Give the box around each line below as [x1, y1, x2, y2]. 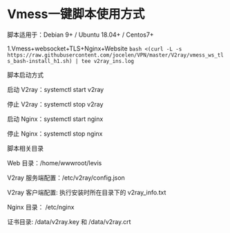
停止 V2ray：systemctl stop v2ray [7, 100, 104, 108]
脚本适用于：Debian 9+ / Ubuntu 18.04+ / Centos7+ [7, 30, 154, 39]
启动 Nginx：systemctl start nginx [7, 115, 104, 123]
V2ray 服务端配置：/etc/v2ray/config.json [7, 174, 126, 182]
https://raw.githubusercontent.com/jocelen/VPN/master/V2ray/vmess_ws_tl [7, 51, 224, 59]
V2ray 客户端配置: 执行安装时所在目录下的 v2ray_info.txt [7, 188, 166, 196]
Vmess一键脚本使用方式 [7, 6, 145, 22]
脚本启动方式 [7, 71, 44, 79]
